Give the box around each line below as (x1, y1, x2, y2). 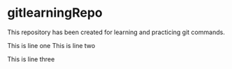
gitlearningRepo (7, 5, 103, 21)
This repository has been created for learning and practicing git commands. (7, 28, 225, 36)
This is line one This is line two (7, 41, 96, 49)
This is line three (7, 54, 55, 63)
